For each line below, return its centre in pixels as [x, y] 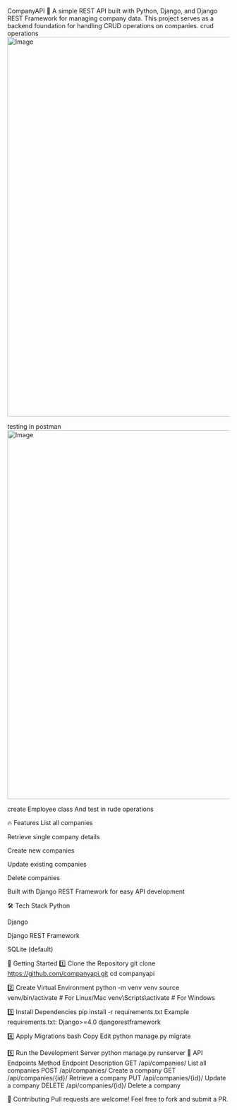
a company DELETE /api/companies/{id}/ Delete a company [94, 1085]
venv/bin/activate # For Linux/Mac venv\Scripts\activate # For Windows [111, 998]
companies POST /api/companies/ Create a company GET [92, 1071]
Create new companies [41, 850]
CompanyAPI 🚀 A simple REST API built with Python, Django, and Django [113, 11]
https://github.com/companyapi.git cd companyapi [81, 974]
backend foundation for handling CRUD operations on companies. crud [110, 26]
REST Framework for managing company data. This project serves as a [110, 18]
